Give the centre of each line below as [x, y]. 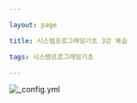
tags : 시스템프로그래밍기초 [52, 57]
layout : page [33, 25]
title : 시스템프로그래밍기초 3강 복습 [68, 40]
